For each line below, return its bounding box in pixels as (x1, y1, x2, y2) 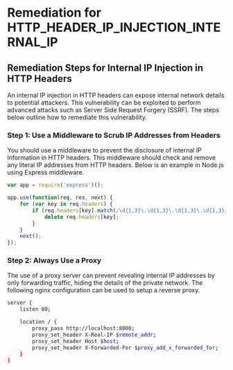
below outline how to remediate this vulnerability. (7, 113, 148, 121)
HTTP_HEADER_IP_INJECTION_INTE (7, 19, 221, 35)
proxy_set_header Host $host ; (32, 337, 119, 344)
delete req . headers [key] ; (44, 213, 119, 220)
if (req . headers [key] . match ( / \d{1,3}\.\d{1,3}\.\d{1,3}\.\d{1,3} (32, 206, 225, 214)
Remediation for (7, 5, 102, 21)
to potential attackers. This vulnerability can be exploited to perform (7, 98, 201, 107)
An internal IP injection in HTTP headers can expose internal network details (7, 91, 225, 99)
